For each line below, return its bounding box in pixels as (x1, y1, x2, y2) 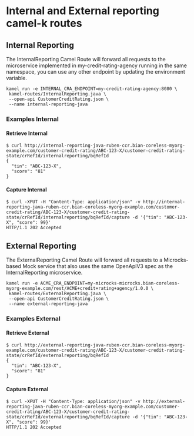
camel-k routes (6, 16, 82, 30)
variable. (6, 75, 28, 81)
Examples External (6, 315, 61, 323)
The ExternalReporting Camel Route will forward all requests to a (6, 256, 163, 263)
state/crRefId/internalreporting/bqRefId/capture (6, 214, 131, 220)
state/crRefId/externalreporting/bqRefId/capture (6, 414, 131, 420)
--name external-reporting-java (8, 301, 88, 307)
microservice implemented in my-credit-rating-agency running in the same (6, 62, 187, 69)
